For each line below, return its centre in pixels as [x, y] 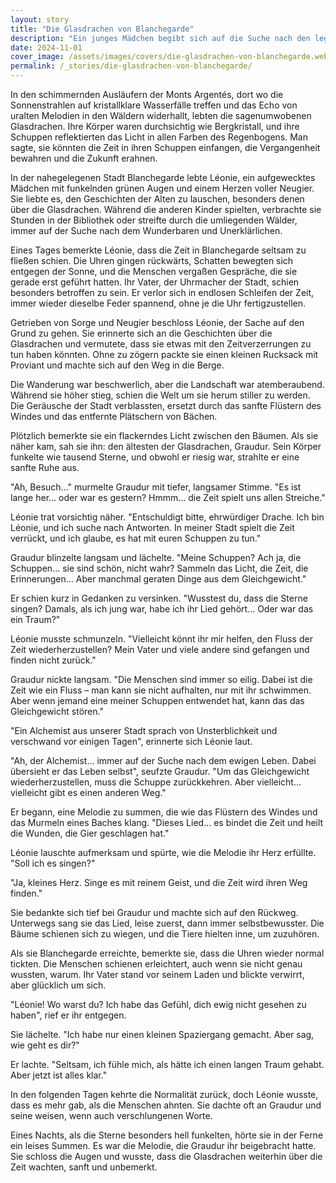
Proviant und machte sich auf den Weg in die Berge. [117, 365]
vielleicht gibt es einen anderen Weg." [88, 792]
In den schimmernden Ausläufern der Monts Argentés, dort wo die [147, 94]
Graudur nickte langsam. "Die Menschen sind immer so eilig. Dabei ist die [161, 679]
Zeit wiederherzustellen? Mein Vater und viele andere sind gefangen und [160, 649]
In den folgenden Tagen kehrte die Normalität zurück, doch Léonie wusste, [164, 1094]
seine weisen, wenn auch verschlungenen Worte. [111, 1115]
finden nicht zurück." [53, 660]
